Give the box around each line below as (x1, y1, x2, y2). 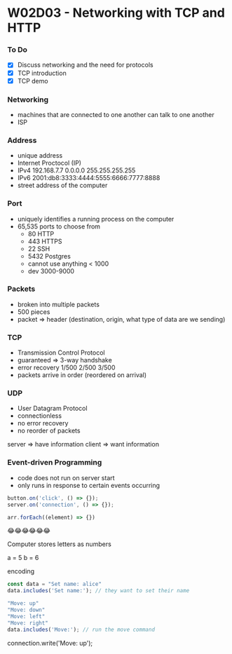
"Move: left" (7, 613, 46, 620)
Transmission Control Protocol (17, 348, 105, 357)
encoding (7, 567, 35, 575)
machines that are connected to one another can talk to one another (17, 110, 215, 118)
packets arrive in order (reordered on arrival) (17, 371, 147, 379)
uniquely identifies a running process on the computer (17, 214, 175, 223)
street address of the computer (17, 181, 108, 190)
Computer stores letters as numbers (7, 540, 112, 548)
